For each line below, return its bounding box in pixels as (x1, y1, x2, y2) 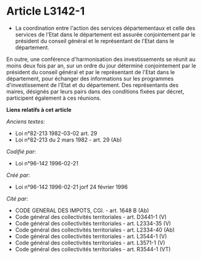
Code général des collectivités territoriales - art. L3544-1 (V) (15, 232, 167, 240)
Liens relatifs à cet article (6, 106, 72, 113)
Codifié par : (6, 148, 37, 155)
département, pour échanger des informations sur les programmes (6, 75, 174, 82)
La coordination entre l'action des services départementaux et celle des (15, 24, 196, 32)
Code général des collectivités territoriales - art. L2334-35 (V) (15, 219, 172, 227)
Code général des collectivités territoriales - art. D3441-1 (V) (15, 213, 167, 220)
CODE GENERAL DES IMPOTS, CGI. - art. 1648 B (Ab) (15, 207, 149, 214)
